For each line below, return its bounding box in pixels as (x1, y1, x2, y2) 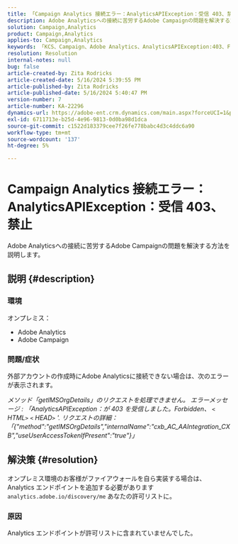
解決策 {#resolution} (7, 454, 98, 466)
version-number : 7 (7, 96, 62, 104)
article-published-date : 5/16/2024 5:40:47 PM (7, 89, 147, 96)
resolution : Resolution (7, 50, 78, 57)
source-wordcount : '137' (7, 135, 81, 143)
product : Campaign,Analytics (7, 30, 93, 38)
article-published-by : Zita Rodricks (7, 83, 119, 90)
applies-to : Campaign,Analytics (7, 37, 103, 44)
